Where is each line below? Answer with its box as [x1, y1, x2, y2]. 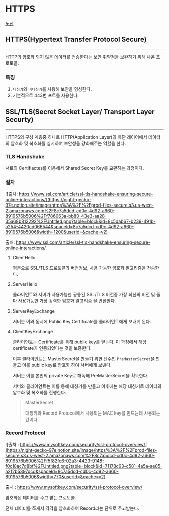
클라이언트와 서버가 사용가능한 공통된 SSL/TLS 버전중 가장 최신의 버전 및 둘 [12, 292, 161, 298]
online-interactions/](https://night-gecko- [5, 197, 92, 203]
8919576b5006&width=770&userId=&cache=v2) [5, 473, 106, 480]
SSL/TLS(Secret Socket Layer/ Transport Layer [5, 108, 155, 116]
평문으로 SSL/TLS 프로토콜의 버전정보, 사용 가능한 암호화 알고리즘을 [12, 265, 146, 271]
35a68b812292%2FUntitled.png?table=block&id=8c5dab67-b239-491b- [5, 218, 156, 224]
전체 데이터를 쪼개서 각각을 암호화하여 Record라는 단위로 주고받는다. [5, 505, 140, 511]
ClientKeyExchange [12, 329, 53, 335]
